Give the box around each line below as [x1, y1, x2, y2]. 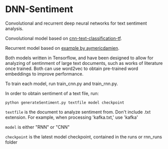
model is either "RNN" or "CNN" [5, 124, 70, 130]
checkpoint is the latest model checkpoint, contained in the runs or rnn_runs [5, 133, 162, 139]
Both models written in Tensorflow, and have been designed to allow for [5, 54, 154, 61]
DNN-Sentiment [5, 4, 74, 15]
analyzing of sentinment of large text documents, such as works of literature [5, 60, 163, 66]
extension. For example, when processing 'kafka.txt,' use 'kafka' [5, 114, 138, 120]
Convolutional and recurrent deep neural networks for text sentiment [5, 20, 147, 26]
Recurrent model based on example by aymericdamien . [5, 45, 119, 51]
